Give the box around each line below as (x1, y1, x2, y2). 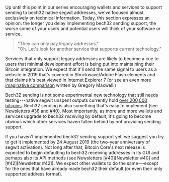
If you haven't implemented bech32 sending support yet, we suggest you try (5, 134, 164, 139)
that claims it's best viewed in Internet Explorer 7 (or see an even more (5, 77, 151, 83)
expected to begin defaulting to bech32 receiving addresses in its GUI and (5, 150, 159, 155)
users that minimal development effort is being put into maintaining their (5, 61, 154, 67)
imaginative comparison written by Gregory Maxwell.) (5, 82, 117, 88)
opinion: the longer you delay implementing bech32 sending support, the (5, 20, 156, 26)
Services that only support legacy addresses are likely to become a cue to (5, 56, 159, 62)
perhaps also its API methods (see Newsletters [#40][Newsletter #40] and (5, 155, 159, 161)
